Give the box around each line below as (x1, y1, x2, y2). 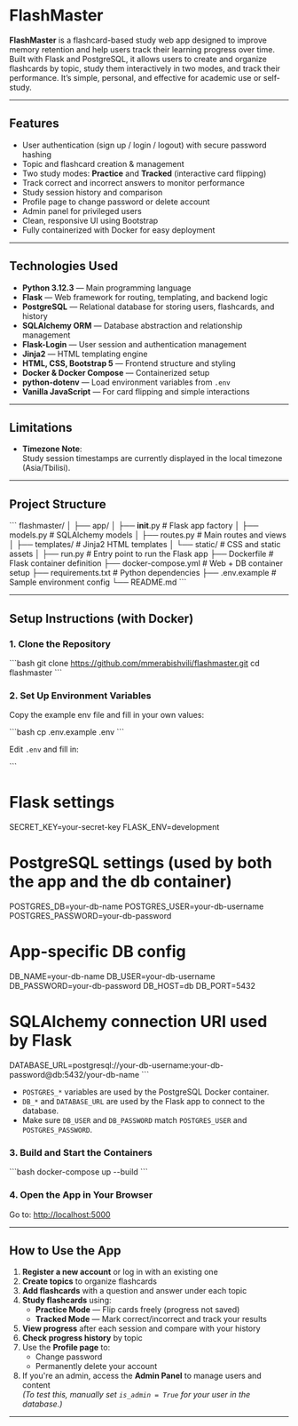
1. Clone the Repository (9, 637, 111, 649)
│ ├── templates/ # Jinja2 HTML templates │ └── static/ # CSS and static (9, 539, 281, 550)
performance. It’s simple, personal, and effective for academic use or (9, 72, 262, 83)
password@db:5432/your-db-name (9, 1069, 140, 1079)
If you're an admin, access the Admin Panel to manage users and (21, 1370, 262, 1382)
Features (9, 116, 59, 131)
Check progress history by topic (21, 1333, 144, 1343)
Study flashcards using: (21, 1295, 112, 1306)
